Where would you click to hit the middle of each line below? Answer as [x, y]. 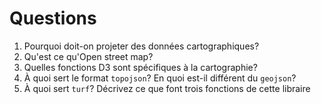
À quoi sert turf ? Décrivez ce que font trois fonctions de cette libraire [167, 88]
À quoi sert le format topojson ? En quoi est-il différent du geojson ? [160, 78]
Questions [53, 18]
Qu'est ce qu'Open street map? [88, 56]
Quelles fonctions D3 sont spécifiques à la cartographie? [140, 67]
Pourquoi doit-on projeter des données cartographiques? [141, 46]
